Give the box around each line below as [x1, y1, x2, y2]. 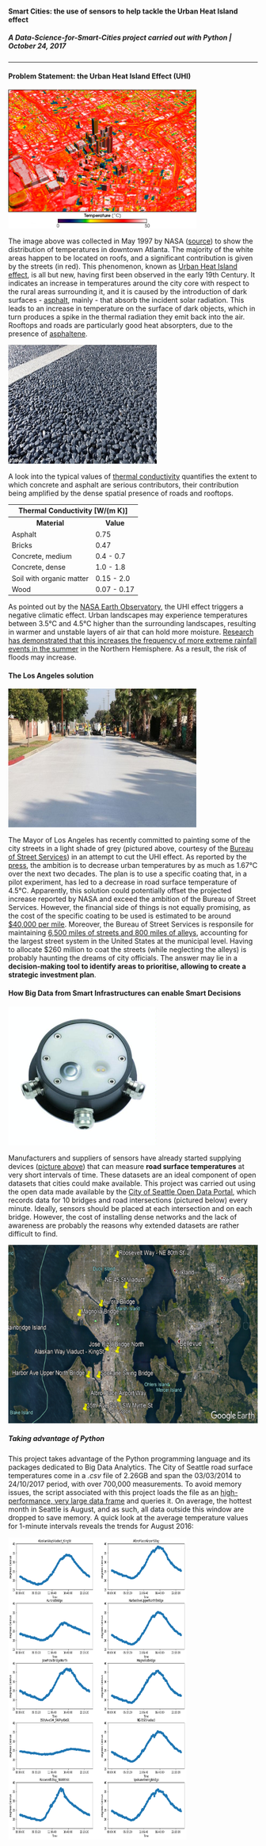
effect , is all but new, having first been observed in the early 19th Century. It [8, 269, 256, 279]
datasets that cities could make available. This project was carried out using [8, 1178, 256, 1188]
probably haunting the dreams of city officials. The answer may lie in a [8, 954, 237, 963]
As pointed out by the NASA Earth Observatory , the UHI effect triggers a [8, 602, 244, 612]
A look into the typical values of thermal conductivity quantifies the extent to [8, 472, 257, 481]
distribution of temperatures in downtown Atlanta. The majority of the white [8, 244, 254, 254]
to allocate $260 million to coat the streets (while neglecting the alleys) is [8, 945, 247, 954]
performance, [8, 1496, 53, 1505]
